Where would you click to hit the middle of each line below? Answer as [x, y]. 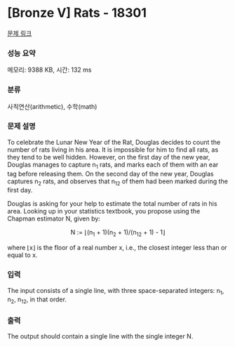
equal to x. [22, 255]
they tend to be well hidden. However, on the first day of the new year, [109, 157]
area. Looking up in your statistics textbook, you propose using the [104, 211]
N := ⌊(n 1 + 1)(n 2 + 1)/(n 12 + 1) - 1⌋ [118, 233]
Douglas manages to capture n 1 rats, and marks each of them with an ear [113, 165]
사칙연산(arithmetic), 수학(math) [52, 106]
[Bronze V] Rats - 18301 [77, 13]
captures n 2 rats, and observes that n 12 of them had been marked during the [117, 182]
